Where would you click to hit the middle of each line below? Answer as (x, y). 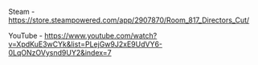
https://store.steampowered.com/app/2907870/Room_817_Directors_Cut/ (129, 20)
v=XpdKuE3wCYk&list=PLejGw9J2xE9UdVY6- (86, 44)
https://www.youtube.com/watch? (100, 36)
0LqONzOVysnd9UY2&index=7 (60, 53)
